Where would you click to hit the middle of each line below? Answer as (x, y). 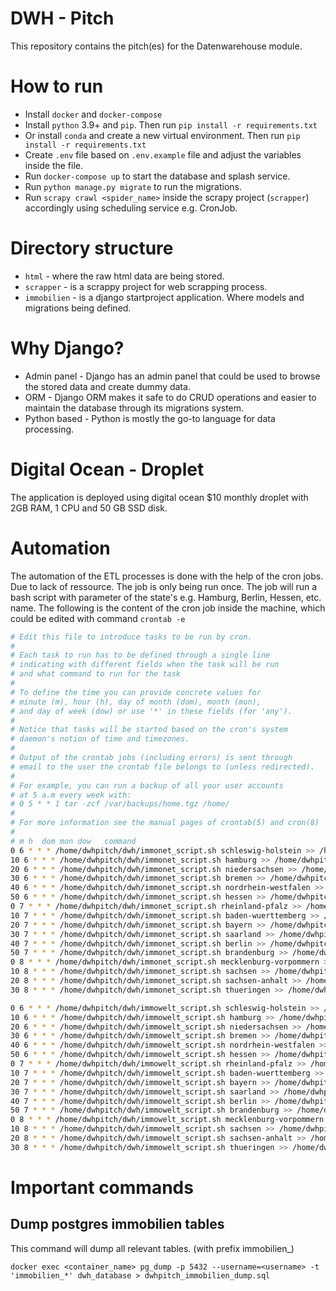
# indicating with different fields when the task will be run (145, 665)
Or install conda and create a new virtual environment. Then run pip (162, 135)
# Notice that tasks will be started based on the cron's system (149, 730)
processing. (49, 429)
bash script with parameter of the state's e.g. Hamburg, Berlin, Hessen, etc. (166, 597)
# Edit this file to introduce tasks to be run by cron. (131, 637)
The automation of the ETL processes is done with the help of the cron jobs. (167, 576)
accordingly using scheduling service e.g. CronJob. (131, 208)
